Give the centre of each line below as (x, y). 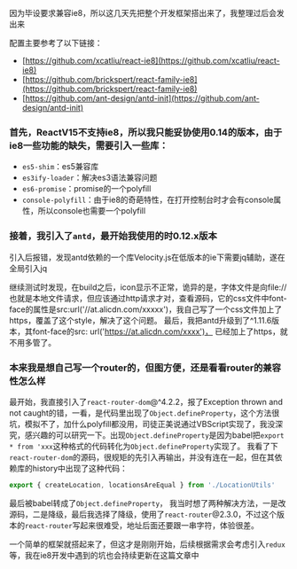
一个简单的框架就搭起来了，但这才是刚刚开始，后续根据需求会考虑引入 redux (147, 544)
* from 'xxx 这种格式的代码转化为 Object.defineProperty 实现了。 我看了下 (144, 446)
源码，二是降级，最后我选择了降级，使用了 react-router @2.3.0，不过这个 (143, 514)
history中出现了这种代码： (80, 468)
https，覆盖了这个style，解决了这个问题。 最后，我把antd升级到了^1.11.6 (141, 320)
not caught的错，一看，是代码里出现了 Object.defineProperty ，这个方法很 (145, 413)
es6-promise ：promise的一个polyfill (86, 189)
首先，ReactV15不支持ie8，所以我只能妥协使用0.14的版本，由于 (146, 132)
